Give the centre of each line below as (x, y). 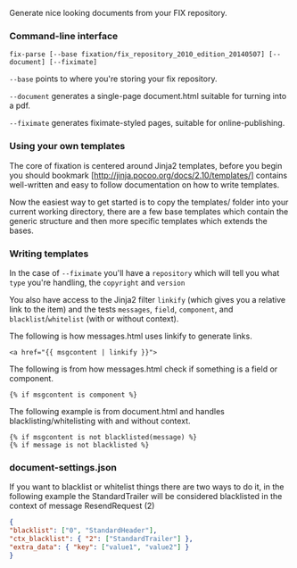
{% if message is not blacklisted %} (79, 445)
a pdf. (20, 105)
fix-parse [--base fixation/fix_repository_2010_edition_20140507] (137, 54)
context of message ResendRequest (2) (82, 506)
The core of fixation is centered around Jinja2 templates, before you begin (146, 165)
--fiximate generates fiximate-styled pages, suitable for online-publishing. (147, 123)
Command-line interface (64, 36)
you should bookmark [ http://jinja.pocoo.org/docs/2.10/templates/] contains (148, 175)
